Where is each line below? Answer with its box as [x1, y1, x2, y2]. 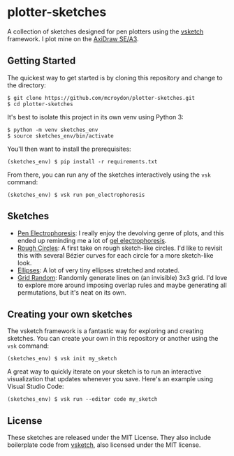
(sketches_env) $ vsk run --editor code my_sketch [7, 396, 158, 403]
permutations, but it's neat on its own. [17, 288, 127, 297]
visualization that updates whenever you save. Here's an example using [7, 375, 213, 383]
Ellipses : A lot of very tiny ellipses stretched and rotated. [17, 266, 180, 274]
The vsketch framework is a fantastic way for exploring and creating [7, 327, 204, 335]
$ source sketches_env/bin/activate [7, 132, 114, 140]
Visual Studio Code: [7, 382, 64, 391]
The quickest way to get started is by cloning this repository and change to [7, 73, 223, 82]
